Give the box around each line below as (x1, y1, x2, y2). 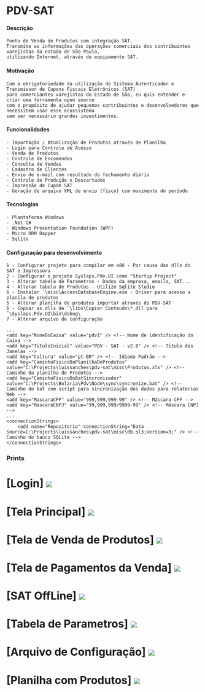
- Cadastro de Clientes (6, 166, 68, 173)
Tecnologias (6, 201, 39, 208)
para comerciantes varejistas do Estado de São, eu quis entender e (6, 91, 185, 98)
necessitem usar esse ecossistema (6, 107, 95, 114)
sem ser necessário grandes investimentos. (6, 113, 120, 119)
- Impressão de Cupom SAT (6, 182, 72, 189)
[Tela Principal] (6, 505, 86, 519)
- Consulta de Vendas (6, 161, 62, 167)
